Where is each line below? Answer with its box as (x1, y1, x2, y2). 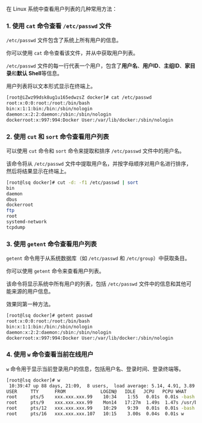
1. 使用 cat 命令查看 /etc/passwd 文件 (6, 22, 112, 30)
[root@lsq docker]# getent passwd (6, 313, 93, 319)
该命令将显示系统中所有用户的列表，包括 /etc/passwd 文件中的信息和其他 (6, 280, 186, 287)
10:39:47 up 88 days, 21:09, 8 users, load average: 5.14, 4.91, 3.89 (8, 383, 195, 389)
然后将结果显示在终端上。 (6, 168, 70, 175)
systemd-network (6, 219, 47, 225)
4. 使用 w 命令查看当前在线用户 (6, 350, 94, 359)
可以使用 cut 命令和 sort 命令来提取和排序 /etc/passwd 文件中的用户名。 (6, 147, 185, 154)
